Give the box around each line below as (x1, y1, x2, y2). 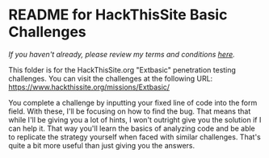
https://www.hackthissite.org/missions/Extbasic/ (8, 82, 170, 92)
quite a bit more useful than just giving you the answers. (8, 140, 195, 150)
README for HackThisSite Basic (8, 6, 228, 24)
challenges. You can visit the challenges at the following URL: (8, 73, 213, 83)
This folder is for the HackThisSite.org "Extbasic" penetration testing (8, 64, 237, 74)
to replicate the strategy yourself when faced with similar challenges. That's (8, 131, 261, 142)
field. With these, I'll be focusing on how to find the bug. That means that (8, 106, 251, 116)
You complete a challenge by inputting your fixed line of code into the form (8, 98, 258, 107)
